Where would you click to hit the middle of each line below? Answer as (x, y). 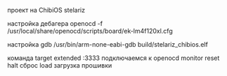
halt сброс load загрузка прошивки (60, 65)
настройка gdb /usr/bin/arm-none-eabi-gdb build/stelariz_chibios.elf (108, 44)
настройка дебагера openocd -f (55, 23)
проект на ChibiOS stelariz (46, 10)
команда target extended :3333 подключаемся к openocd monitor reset (113, 58)
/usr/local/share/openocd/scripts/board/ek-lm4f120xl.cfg (90, 31)
